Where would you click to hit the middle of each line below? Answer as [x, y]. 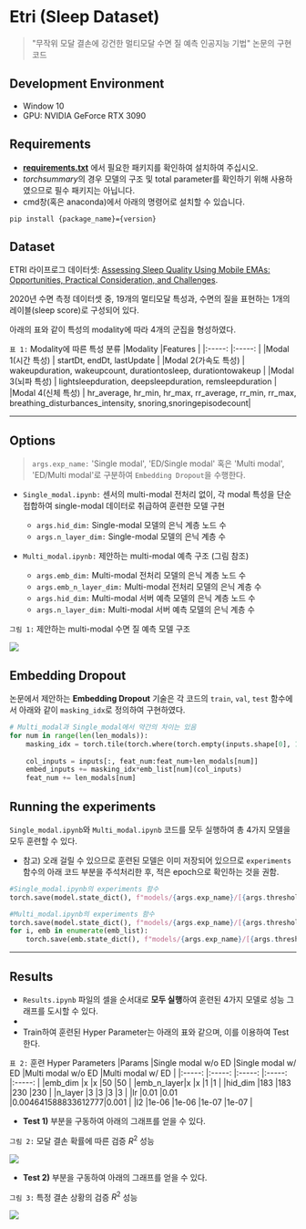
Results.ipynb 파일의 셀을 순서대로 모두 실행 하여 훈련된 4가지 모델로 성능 [153, 1000]
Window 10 [43, 106]
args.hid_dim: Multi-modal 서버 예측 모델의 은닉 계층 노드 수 [146, 599]
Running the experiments [83, 806]
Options [33, 440]
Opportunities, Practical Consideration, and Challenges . [114, 280]
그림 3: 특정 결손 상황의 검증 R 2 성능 [74, 1196]
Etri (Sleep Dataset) [85, 17]
